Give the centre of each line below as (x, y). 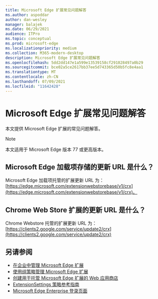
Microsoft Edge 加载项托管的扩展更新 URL (50, 181)
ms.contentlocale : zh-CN (32, 77)
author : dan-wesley (26, 19)
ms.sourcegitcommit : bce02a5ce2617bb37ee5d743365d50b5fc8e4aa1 (74, 67)
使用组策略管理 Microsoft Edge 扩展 (50, 272)
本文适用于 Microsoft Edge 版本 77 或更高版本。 (56, 149)
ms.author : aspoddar (27, 15)
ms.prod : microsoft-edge (32, 44)
